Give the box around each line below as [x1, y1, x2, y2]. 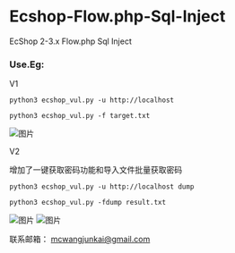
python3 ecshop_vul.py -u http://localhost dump [9, 182, 195, 191]
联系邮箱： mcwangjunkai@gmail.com [9, 234, 151, 245]
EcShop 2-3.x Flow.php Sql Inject [9, 36, 133, 46]
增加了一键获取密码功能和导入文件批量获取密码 [9, 164, 182, 175]
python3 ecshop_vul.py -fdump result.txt [9, 198, 167, 207]
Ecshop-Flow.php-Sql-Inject [9, 6, 226, 27]
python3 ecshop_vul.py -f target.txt [9, 112, 151, 121]
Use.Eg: [9, 58, 45, 71]
